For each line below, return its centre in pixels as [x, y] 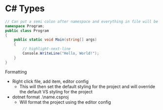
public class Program [27, 31]
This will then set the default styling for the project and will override [87, 87]
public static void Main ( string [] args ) [55, 40]
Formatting [16, 72]
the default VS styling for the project [56, 91]
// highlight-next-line [47, 49]
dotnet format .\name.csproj [41, 97]
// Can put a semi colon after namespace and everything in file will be [82, 22]
